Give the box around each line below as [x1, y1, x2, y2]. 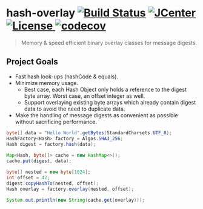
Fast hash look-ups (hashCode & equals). [15, 73, 119, 80]
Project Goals [6, 57, 59, 67]
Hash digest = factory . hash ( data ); [6, 141, 96, 147]
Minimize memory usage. [15, 79, 79, 86]
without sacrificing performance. [15, 118, 97, 125]
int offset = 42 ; [6, 174, 50, 180]
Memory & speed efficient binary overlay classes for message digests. [21, 39, 198, 46]
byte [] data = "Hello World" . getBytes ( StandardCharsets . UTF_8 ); [6, 129, 172, 136]
